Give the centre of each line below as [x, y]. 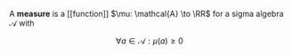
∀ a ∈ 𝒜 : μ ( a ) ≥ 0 [150, 41]
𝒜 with [22, 23]
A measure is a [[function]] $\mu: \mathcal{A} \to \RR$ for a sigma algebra [146, 14]
